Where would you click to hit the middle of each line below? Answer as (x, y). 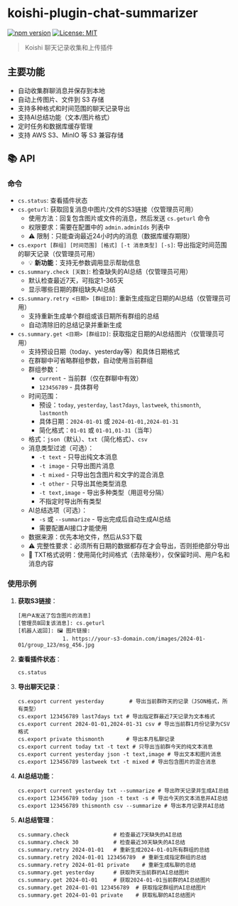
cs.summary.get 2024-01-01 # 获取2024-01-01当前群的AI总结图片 (114, 880)
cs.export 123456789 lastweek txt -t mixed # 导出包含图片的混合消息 (117, 762)
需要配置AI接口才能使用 (73, 528)
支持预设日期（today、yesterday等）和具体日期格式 (104, 352)
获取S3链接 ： (38, 601)
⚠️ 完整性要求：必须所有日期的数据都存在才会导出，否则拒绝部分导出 (129, 546)
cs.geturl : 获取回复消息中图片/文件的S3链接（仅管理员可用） (107, 209)
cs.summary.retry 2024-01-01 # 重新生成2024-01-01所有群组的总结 (114, 850)
